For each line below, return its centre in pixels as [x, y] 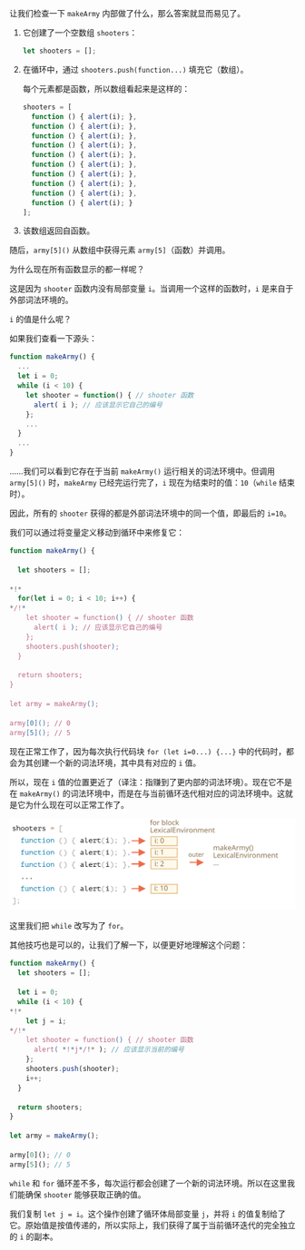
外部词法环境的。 [41, 300]
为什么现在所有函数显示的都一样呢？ [77, 270]
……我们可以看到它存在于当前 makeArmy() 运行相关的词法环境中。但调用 [142, 471]
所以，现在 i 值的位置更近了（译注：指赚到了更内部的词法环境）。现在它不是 [151, 782]
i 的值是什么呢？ [41, 320]
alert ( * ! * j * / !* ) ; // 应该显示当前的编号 [108, 1050]
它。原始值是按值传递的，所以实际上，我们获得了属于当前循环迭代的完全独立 [152, 1225]
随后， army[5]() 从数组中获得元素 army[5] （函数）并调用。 [120, 250]
